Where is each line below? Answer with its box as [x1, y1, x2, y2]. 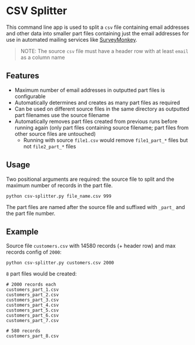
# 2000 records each [6, 281, 57, 288]
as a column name [20, 54, 65, 61]
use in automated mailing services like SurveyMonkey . [6, 36, 137, 43]
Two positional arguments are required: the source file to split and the [6, 175, 174, 183]
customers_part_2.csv [6, 292, 59, 298]
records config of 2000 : [6, 248, 62, 256]
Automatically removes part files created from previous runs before [14, 118, 178, 125]
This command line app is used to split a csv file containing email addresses [6, 24, 190, 31]
